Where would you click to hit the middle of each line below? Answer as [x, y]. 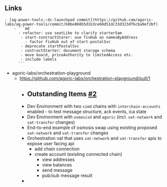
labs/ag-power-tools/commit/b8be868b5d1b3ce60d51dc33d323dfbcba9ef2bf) [81, 24]
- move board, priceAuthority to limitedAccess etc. [77, 55]
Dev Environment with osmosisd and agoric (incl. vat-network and [94, 117]
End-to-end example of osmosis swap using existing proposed [92, 127]
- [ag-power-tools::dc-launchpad [40, 20]
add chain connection [57, 149]
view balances [57, 164]
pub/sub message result [67, 175]
